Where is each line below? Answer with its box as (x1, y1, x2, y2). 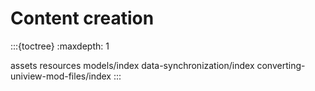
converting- (256, 59, 306, 71)
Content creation (10, 7, 155, 30)
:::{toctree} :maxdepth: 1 (10, 40, 110, 52)
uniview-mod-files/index (10, 70, 112, 82)
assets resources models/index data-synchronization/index (10, 59, 255, 71)
